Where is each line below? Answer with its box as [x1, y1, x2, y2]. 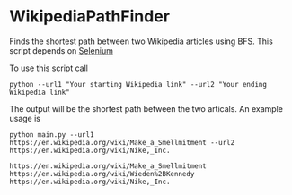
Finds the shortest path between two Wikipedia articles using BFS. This [9, 36, 274, 47]
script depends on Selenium [9, 45, 114, 55]
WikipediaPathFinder [9, 6, 171, 27]
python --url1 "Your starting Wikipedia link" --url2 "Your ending [9, 80, 268, 89]
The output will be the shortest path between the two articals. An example [9, 103, 283, 114]
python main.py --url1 [9, 130, 94, 140]
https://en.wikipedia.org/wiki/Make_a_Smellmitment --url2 [9, 138, 235, 147]
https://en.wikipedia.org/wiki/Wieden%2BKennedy [9, 169, 195, 178]
